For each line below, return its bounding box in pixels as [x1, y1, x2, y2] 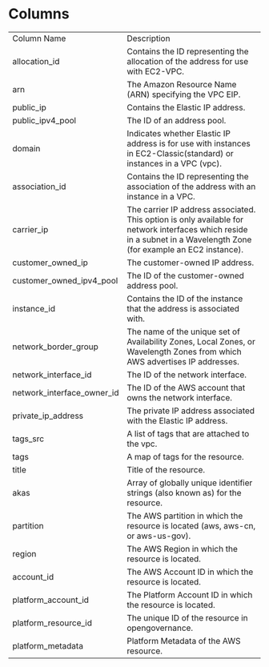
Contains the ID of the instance [126, 293, 243, 304]
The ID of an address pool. [126, 115, 227, 126]
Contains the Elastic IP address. [126, 102, 246, 113]
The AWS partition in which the [126, 510, 243, 521]
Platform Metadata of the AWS [126, 635, 241, 646]
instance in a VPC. [126, 191, 196, 202]
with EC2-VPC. [126, 66, 185, 77]
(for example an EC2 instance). [126, 243, 244, 255]
